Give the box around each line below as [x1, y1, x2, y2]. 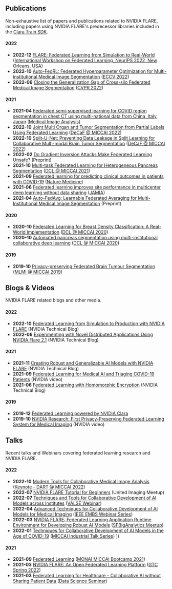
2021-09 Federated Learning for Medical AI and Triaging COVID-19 [12, 371, 155, 377]
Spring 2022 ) [12, 567, 41, 573]
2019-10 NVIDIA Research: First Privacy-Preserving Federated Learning [12, 416, 165, 422]
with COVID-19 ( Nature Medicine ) [12, 179, 83, 185]
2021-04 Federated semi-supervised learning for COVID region [12, 108, 147, 114]
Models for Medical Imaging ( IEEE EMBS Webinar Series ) [12, 511, 133, 518]
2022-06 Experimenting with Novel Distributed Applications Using [12, 331, 153, 337]
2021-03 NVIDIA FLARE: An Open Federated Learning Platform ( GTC [12, 562, 158, 568]
